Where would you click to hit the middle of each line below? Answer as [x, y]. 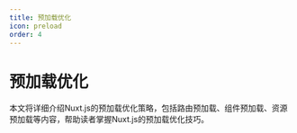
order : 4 [26, 34]
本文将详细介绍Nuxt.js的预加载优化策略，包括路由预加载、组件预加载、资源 [148, 108]
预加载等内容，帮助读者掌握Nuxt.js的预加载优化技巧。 [109, 120]
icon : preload [36, 26]
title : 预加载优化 [40, 18]
